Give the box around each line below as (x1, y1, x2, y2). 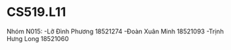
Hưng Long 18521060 (6, 34, 69, 42)
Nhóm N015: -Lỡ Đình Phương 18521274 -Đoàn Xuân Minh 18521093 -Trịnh (6, 27, 224, 35)
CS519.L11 (6, 4, 66, 20)
